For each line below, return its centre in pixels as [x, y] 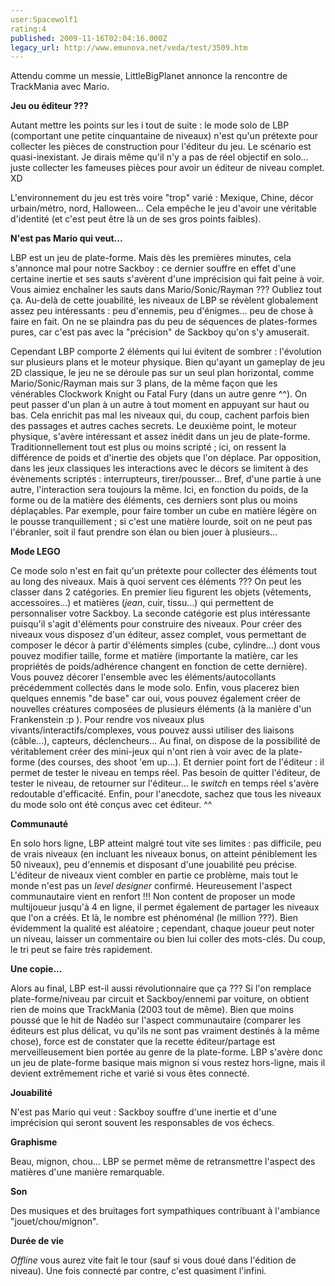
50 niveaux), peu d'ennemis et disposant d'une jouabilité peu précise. [154, 865]
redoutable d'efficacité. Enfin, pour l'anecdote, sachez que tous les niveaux [166, 794]
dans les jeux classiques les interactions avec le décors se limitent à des [159, 468]
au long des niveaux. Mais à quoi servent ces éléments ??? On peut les [156, 582]
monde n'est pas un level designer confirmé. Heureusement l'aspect [151, 886]
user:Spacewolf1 [44, 19]
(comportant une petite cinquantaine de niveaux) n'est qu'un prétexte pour [164, 136]
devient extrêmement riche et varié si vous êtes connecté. [130, 1073]
